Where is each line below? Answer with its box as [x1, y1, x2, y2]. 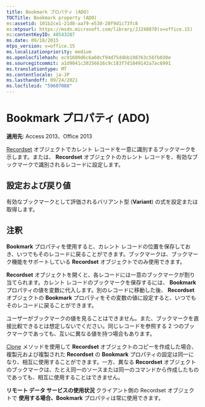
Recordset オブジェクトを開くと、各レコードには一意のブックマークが [6, 271, 185, 278]
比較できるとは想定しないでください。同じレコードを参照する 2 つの [11, 322, 184, 329]
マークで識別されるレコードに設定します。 [17, 160, 124, 168]
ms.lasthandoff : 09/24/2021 [6, 77, 78, 83]
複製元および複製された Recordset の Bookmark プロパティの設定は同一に [6, 350, 195, 358]
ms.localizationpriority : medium [6, 49, 92, 55]
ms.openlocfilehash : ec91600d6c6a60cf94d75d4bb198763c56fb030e [6, 54, 171, 61]
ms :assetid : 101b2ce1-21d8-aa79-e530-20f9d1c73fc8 [6, 20, 138, 26]
